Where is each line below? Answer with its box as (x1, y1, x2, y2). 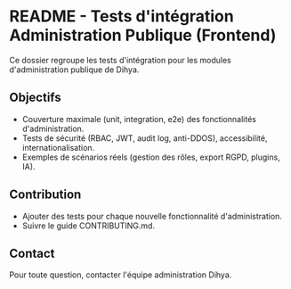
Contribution (9, 187, 82, 202)
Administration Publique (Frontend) (9, 25, 277, 45)
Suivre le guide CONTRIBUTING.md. (21, 220, 156, 231)
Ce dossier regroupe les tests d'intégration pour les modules (9, 54, 231, 65)
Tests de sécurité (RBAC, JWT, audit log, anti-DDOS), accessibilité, (21, 132, 268, 144)
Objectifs (9, 90, 62, 105)
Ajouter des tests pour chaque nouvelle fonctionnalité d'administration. (21, 211, 283, 221)
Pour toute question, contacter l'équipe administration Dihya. (9, 269, 232, 280)
